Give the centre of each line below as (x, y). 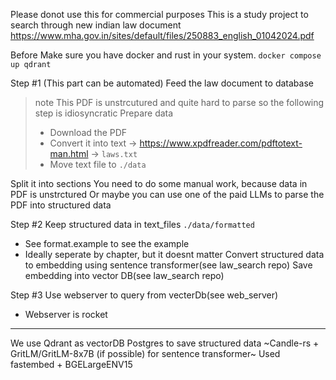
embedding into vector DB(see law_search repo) (124, 275)
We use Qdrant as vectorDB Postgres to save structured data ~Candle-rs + (165, 343)
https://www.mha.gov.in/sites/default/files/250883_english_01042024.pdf (162, 35)
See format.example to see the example (107, 243)
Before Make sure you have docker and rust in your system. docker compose (166, 55)
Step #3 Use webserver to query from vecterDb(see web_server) (144, 295)
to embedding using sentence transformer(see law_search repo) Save (168, 265)
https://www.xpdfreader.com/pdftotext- (221, 143)
